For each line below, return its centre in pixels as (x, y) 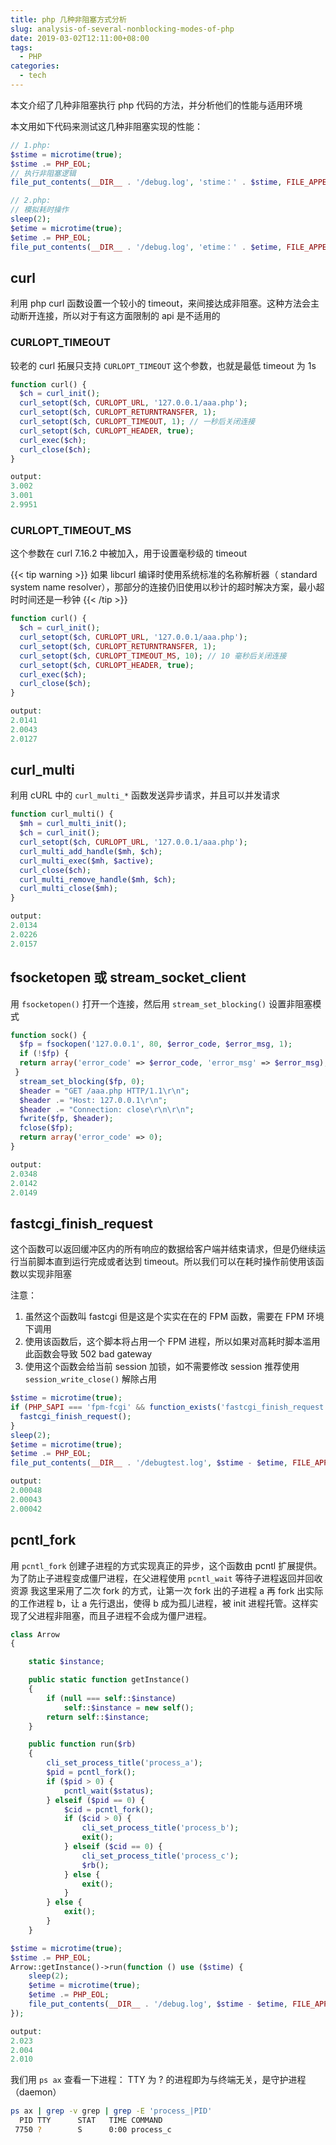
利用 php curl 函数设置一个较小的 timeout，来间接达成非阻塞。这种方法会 (160, 303)
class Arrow (35, 1634)
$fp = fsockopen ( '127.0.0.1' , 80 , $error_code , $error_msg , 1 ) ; (156, 1044)
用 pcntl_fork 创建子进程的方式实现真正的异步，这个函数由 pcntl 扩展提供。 (166, 1565)
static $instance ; (66, 1662)
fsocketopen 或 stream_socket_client (128, 977)
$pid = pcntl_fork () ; (91, 1772)
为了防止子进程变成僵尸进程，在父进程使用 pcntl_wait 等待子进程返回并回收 (166, 1578)
